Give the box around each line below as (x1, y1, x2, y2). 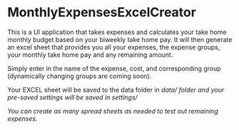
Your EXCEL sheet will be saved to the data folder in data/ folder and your (7, 85, 225, 94)
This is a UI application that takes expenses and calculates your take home (7, 28, 227, 36)
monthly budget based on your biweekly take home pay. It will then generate (7, 35, 233, 43)
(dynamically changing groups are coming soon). (7, 72, 152, 80)
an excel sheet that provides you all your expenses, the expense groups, (7, 43, 220, 51)
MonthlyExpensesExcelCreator (7, 4, 196, 21)
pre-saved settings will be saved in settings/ (7, 93, 138, 102)
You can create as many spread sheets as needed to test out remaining (7, 107, 219, 115)
